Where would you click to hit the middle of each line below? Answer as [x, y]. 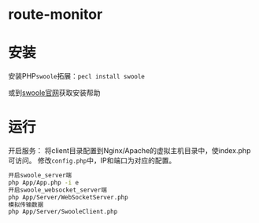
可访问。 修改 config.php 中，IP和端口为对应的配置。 [92, 161]
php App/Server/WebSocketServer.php [68, 197]
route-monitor [55, 15]
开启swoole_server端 [40, 175]
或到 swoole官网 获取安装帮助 [54, 93]
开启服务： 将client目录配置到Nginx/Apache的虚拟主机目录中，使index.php [129, 151]
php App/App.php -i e [44, 182]
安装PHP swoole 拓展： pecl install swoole [77, 76]
